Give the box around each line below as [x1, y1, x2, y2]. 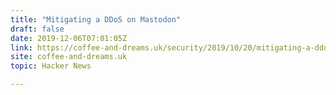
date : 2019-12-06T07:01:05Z [10, 33, 128, 43]
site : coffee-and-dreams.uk [10, 52, 128, 62]
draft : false [10, 24, 65, 34]
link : [10, 42, 33, 53]
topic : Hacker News [10, 61, 92, 71]
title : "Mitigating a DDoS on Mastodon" [10, 14, 182, 25]
